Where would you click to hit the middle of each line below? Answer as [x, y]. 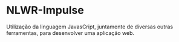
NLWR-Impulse [45, 10]
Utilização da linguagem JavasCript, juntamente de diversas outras [90, 27]
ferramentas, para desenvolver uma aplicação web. [70, 33]
